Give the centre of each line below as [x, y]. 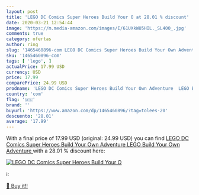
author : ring [22, 45]
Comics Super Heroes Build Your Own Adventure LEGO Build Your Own [93, 145]
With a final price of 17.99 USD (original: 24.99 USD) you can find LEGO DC [98, 138]
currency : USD [24, 72]
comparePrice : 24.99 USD [37, 83]
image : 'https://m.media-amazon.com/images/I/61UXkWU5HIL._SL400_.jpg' [96, 28]
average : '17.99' [28, 122]
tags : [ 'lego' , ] [29, 61]
